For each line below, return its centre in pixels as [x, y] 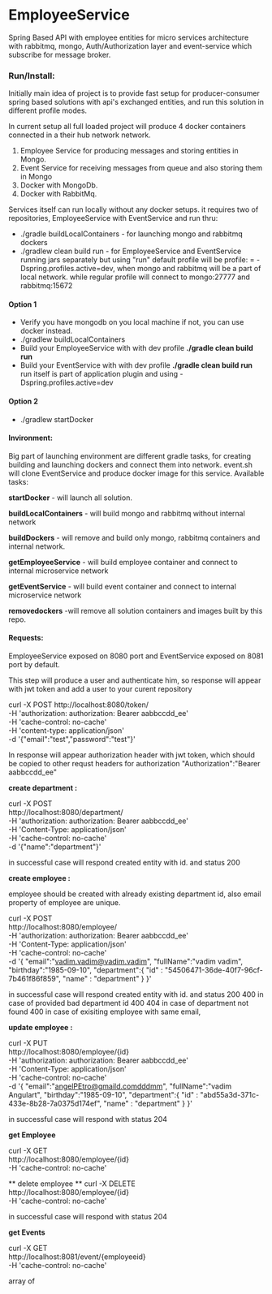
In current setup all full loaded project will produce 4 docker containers [127, 127]
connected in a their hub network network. [80, 135]
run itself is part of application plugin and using [99, 374]
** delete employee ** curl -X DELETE [72, 1184]
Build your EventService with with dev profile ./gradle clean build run [136, 365]
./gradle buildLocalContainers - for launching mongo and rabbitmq [131, 234]
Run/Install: [32, 75]
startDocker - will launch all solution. [70, 498]
